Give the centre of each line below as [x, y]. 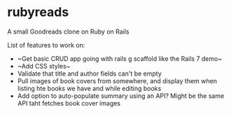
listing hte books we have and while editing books [89, 88]
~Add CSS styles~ [44, 66]
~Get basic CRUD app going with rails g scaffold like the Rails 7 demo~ [120, 58]
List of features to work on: [46, 45]
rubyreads [38, 12]
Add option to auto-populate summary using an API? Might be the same [121, 96]
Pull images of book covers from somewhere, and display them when [117, 80]
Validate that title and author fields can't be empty [90, 73]
